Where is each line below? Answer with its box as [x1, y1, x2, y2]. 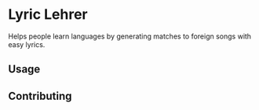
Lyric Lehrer [8, 5, 88, 24]
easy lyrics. [8, 39, 46, 49]
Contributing [8, 89, 72, 103]
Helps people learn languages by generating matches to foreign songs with [8, 31, 252, 41]
